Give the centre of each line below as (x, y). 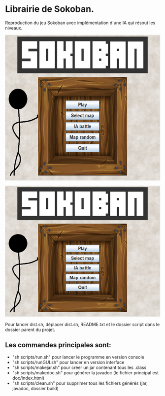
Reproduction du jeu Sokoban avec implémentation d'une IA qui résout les (80, 23)
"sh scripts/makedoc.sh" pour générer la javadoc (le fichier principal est (85, 372)
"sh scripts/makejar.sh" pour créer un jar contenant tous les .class (79, 367)
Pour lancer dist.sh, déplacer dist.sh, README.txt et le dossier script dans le (82, 324)
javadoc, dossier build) (35, 388)
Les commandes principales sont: (58, 345)
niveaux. (14, 28)
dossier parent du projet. (30, 330)
